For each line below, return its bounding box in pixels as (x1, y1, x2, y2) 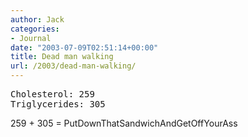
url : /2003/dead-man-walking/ (10, 61, 137, 71)
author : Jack (10, 14, 65, 25)
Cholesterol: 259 (10, 89, 95, 100)
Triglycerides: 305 (10, 99, 106, 110)
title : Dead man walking (10, 52, 114, 62)
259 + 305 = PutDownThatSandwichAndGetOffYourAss (10, 117, 238, 129)
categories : (10, 24, 60, 34)
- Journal (10, 33, 52, 43)
